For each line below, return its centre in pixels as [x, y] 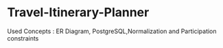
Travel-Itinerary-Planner [78, 13]
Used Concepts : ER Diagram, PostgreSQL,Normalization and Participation [112, 31]
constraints [23, 38]
